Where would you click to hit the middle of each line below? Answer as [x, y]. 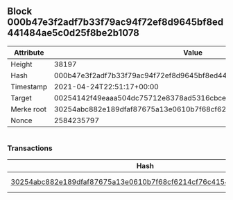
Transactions [30, 148]
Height [21, 64]
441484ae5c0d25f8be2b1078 [74, 33]
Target [21, 98]
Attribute [29, 53]
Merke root [29, 109]
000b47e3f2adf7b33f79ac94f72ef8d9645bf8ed [115, 22]
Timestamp [29, 87]
